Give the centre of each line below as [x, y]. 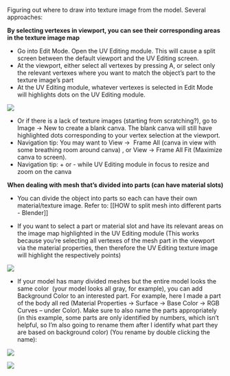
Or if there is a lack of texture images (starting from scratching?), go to [117, 121]
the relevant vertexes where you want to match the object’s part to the [116, 73]
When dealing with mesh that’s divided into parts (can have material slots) [115, 185]
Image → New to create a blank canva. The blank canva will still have [115, 128]
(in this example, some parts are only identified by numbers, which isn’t [118, 317]
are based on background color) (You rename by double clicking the [114, 332]
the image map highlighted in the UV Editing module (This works [108, 233]
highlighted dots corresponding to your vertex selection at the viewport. [119, 135]
